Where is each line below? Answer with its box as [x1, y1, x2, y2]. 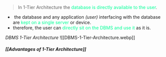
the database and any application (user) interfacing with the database [14, 14, 161, 20]
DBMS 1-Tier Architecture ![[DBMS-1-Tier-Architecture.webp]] [5, 35, 135, 40]
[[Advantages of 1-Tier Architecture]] [5, 46, 86, 52]
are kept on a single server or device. [12, 20, 91, 25]
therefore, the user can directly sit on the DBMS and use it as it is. [12, 25, 151, 31]
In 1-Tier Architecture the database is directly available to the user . [17, 5, 157, 10]
